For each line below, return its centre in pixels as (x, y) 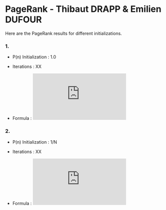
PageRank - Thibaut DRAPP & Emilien (83, 9)
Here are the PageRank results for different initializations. (64, 33)
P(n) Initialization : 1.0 (34, 57)
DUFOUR (24, 20)
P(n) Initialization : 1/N (35, 142)
